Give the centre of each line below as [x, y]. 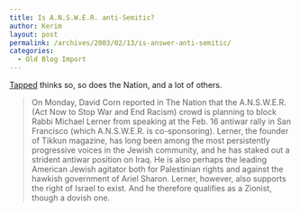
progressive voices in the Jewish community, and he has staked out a [160, 150]
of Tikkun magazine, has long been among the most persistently [150, 141]
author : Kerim [36, 26]
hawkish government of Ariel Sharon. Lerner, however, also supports [159, 179]
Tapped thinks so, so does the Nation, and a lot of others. [116, 85]
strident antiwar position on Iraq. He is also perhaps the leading [149, 159]
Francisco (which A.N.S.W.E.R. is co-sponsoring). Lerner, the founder [160, 131]
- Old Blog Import [52, 59]
